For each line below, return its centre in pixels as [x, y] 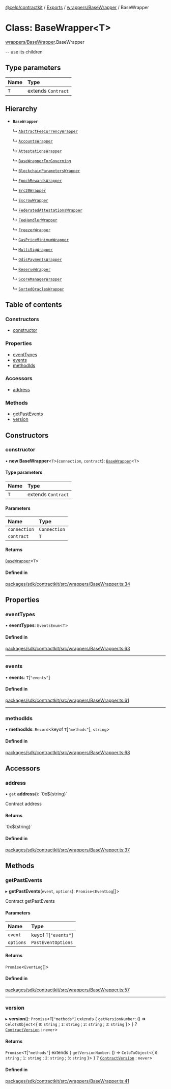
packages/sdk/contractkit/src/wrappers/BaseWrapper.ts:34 [68, 584]
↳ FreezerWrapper [32, 230]
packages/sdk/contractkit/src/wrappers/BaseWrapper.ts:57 [67, 990]
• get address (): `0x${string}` [36, 794]
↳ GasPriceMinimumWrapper [41, 239]
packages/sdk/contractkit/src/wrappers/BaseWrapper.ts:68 [68, 752]
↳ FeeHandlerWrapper [35, 220]
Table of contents [34, 305]
